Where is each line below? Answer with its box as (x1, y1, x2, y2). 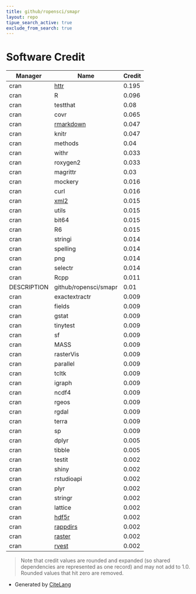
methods (54, 139, 79, 147)
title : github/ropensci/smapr (6, 8, 81, 15)
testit (54, 455, 69, 464)
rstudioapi (54, 475, 82, 483)
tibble (54, 446, 70, 454)
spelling (54, 245, 77, 253)
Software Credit (6, 51, 85, 64)
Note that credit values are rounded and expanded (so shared (20, 557, 171, 564)
